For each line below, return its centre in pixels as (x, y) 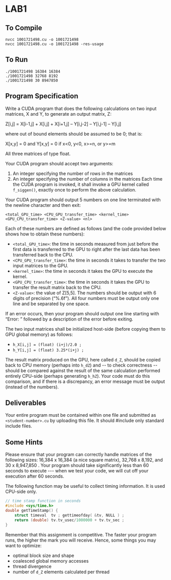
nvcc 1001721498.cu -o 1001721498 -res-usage (54, 44)
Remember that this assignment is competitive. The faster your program (81, 534)
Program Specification (42, 96)
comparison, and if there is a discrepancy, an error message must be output (85, 381)
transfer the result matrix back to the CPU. (57, 287)
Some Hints (24, 442)
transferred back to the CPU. (43, 254)
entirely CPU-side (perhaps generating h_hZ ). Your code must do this (78, 376)
